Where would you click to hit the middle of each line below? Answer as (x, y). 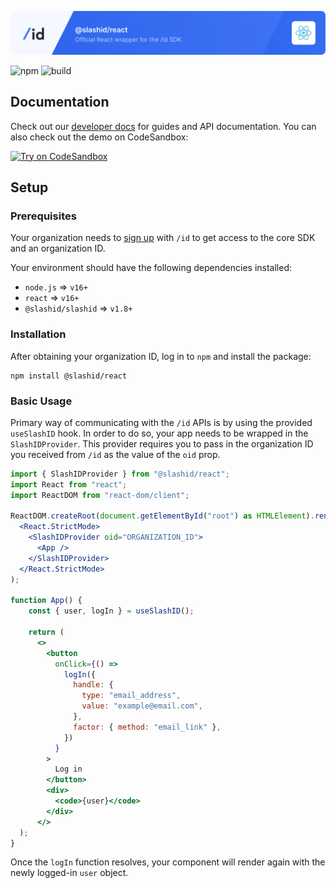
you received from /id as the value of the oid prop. (115, 454)
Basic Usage (41, 401)
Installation (38, 334)
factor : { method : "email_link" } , (147, 727)
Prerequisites (43, 216)
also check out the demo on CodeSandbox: (99, 137)
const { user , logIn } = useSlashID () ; (111, 611)
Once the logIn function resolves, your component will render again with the (168, 862)
